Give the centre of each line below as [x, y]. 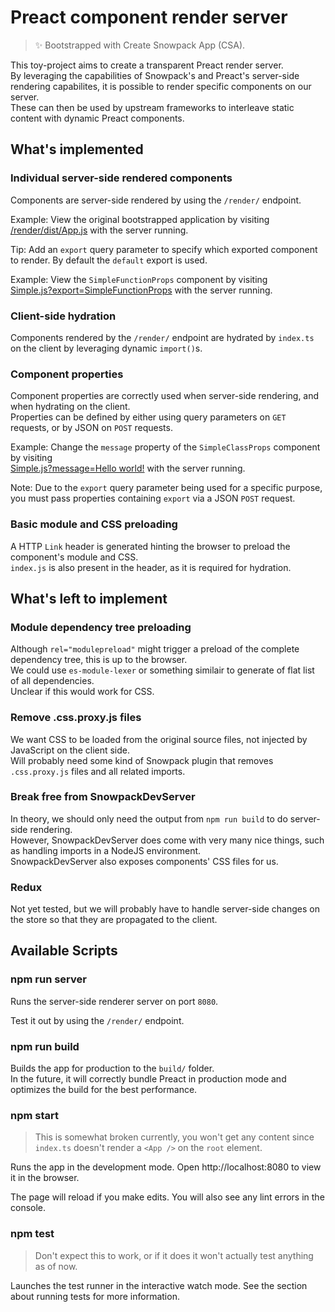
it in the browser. [45, 1178]
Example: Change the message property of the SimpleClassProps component [165, 447]
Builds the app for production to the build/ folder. [112, 1068]
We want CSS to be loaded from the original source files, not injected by [159, 739]
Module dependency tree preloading [101, 627]
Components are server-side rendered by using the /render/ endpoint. [156, 200]
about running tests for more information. [95, 1296]
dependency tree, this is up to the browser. [99, 660]
